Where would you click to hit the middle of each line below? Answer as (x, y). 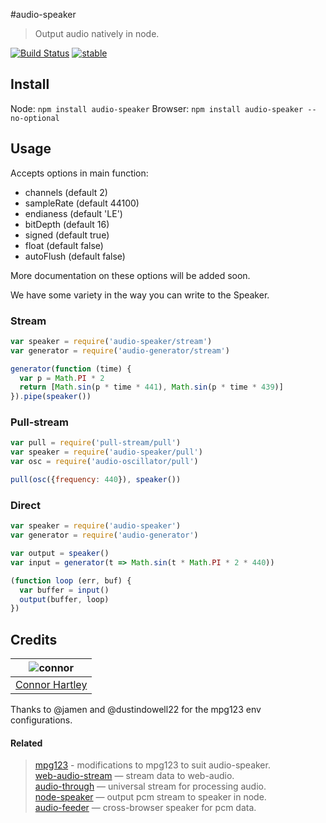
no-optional (35, 118)
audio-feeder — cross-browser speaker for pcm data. (145, 808)
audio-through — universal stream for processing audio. (150, 786)
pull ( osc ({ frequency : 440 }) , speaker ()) (96, 480)
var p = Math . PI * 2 (62, 378)
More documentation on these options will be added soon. (130, 275)
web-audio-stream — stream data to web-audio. (134, 776)
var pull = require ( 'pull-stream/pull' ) (96, 443)
